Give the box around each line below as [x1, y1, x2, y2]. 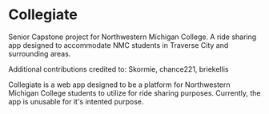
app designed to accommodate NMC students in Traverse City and [8, 40, 229, 49]
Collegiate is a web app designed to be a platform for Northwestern [8, 80, 231, 89]
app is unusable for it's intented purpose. [8, 96, 144, 106]
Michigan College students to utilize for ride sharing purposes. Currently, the [8, 88, 261, 97]
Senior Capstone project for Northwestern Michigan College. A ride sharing [8, 32, 257, 41]
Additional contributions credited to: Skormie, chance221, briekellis [8, 64, 229, 73]
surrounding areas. [8, 49, 71, 58]
